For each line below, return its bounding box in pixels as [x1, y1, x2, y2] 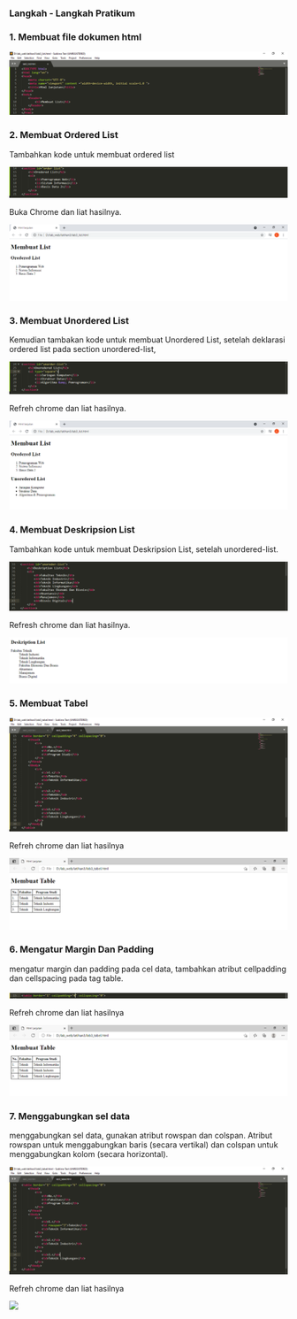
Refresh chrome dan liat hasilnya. [9, 620, 131, 631]
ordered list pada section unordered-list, [9, 344, 156, 355]
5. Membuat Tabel [9, 697, 88, 709]
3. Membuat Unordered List [9, 315, 130, 327]
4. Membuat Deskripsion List [9, 524, 135, 536]
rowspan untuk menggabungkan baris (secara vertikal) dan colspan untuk [9, 1139, 278, 1150]
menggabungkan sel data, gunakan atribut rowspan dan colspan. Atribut [9, 1131, 272, 1141]
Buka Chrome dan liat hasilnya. [9, 206, 122, 217]
